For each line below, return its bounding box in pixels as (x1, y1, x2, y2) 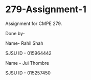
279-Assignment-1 (5, 4, 87, 15)
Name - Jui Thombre (5, 60, 50, 66)
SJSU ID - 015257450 (5, 70, 51, 76)
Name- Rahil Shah (5, 40, 43, 46)
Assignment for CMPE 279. (5, 20, 62, 26)
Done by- (5, 30, 25, 36)
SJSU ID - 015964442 (5, 50, 52, 56)
